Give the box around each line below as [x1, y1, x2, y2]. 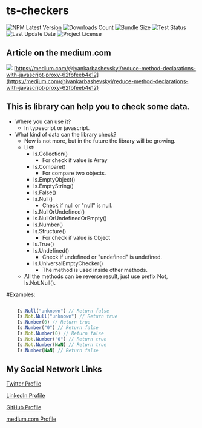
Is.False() [33, 189, 56, 196]
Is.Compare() [33, 163, 66, 170]
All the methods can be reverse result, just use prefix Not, [24, 273, 168, 280]
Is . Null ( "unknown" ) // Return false [17, 308, 110, 314]
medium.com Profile [6, 415, 57, 423]
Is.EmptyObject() [33, 175, 76, 183]
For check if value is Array [42, 156, 108, 164]
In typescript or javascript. [24, 124, 90, 131]
